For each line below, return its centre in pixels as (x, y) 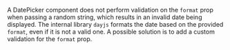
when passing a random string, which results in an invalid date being (105, 17)
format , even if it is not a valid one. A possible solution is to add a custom (111, 32)
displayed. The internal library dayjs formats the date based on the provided (115, 24)
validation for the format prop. (50, 39)
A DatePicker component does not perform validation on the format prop (111, 10)
